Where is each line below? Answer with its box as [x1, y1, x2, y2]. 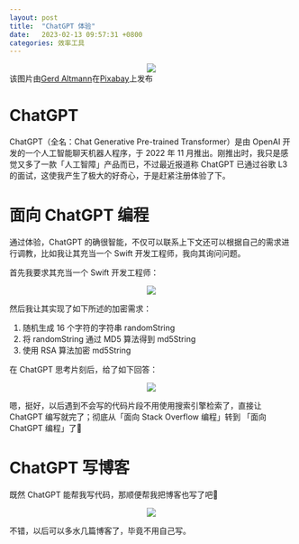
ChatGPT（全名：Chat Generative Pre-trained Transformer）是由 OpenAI [9, 136, 281, 147]
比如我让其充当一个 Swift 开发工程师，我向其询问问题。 [40, 248, 246, 259]
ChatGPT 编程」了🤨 [9, 423, 83, 434]
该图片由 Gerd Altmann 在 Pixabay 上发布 [9, 73, 153, 84]
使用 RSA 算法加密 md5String [22, 345, 131, 356]
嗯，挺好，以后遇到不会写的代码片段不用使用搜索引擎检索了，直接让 [9, 401, 262, 411]
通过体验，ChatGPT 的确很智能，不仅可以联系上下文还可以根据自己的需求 [9, 236, 282, 248]
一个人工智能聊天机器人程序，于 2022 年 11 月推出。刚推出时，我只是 [24, 148, 281, 159]
